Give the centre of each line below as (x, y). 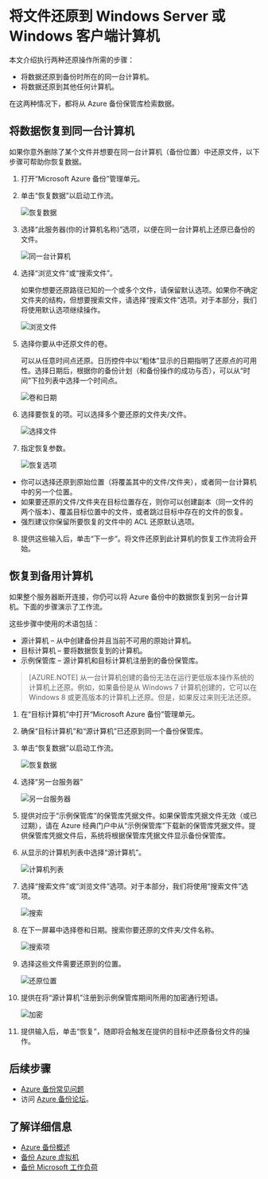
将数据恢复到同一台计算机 (72, 131)
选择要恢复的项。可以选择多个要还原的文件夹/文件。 (105, 414)
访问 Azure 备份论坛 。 (57, 1099)
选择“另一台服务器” (52, 781)
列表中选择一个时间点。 (83, 380)
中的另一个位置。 (49, 492)
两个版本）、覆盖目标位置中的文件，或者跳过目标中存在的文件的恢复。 (134, 512)
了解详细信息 (41, 1126)
